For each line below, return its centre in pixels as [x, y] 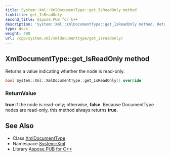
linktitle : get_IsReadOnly [34, 15]
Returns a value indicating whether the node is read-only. [65, 71]
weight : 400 [18, 34]
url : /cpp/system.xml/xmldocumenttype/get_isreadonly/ [64, 39]
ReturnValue [21, 93]
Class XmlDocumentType [39, 138]
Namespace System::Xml [39, 143]
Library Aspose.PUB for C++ [42, 149]
